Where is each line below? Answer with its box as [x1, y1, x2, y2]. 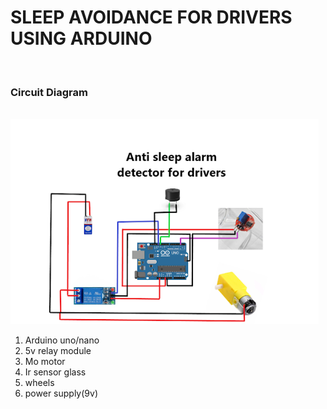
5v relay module [24, 345, 92, 357]
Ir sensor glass [24, 366, 87, 378]
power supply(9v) [24, 387, 98, 400]
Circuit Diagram [10, 85, 88, 99]
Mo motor [24, 356, 66, 368]
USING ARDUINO [10, 27, 153, 50]
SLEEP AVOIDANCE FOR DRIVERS [10, 6, 293, 29]
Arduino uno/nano [24, 334, 100, 346]
